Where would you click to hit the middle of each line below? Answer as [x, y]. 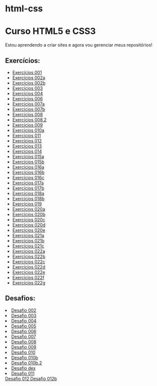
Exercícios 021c [28, 246]
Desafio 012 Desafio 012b [31, 379]
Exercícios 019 [27, 204]
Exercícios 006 [27, 98]
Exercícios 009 [27, 125]
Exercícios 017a [28, 183]
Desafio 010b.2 [27, 363]
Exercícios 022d [29, 267]
